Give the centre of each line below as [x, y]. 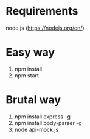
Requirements [42, 11]
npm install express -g [43, 117]
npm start [26, 75]
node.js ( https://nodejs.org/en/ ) [45, 28]
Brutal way [33, 100]
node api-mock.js [36, 129]
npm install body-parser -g [48, 123]
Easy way [30, 52]
